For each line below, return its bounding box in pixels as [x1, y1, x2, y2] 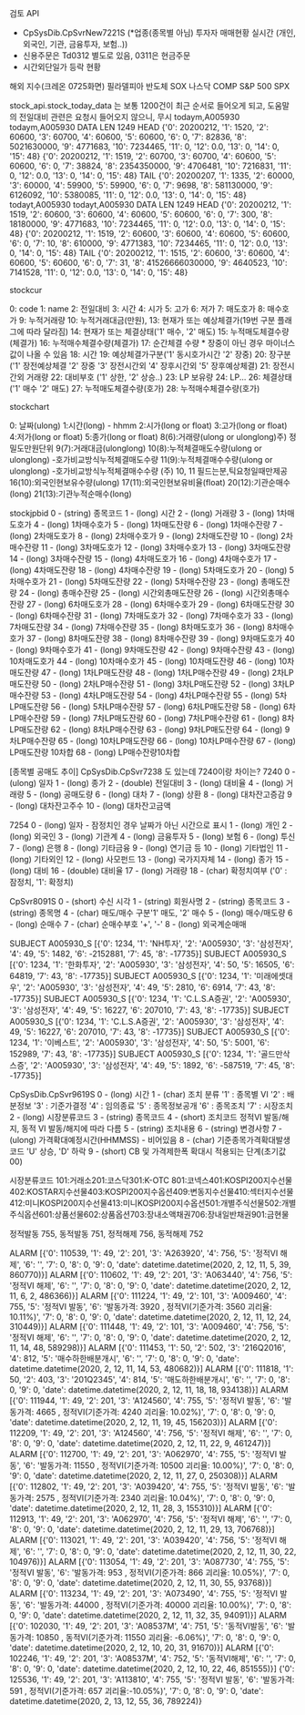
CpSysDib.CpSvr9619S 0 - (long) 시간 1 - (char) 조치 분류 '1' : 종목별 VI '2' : [9, 1089, 285, 1099]
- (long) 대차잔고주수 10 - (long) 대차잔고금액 [9, 801, 171, 811]
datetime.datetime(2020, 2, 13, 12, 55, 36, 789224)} [9, 1696, 203, 1706]
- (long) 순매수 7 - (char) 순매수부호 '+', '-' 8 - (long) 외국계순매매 [9, 919, 248, 929]
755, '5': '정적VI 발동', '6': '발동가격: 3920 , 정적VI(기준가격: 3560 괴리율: [9, 1302, 272, 1312]
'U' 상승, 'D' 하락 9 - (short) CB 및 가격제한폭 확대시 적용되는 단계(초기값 [25, 1146, 287, 1157]
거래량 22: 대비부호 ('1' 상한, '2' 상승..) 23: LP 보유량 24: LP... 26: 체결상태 [25, 372, 293, 383]
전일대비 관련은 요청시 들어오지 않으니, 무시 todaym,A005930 [18, 112, 240, 122]
